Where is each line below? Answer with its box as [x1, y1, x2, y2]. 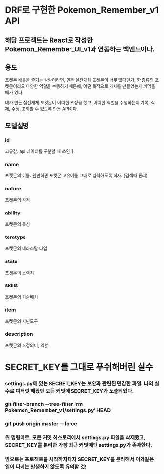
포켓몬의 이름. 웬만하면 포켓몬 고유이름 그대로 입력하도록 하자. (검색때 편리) [5, 172, 148, 179]
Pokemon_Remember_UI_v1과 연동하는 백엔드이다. [5, 45, 155, 53]
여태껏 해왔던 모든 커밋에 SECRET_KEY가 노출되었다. [15, 387, 134, 394]
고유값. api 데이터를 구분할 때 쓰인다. [5, 148, 75, 154]
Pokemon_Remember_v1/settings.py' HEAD [5, 407, 111, 414]
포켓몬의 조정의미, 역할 [5, 342, 48, 348]
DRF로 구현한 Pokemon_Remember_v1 [5, 4, 159, 16]
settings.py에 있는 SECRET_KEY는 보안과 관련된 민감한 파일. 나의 [5, 380, 153, 387]
